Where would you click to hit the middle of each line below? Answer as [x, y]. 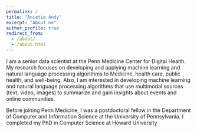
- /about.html [29, 45]
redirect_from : [25, 34]
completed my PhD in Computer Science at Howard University [82, 123]
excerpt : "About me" [32, 22]
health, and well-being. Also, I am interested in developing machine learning [98, 80]
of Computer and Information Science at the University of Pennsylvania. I [95, 116]
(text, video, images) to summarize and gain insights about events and [91, 93]
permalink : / [22, 11]
